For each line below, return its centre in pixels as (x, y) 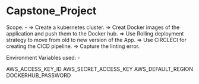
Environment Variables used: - (43, 57)
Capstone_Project (51, 11)
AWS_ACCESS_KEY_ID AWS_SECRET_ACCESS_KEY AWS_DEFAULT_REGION (100, 69)
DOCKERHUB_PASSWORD (39, 75)
